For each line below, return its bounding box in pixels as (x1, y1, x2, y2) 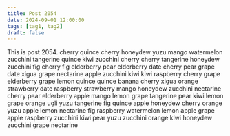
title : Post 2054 (7, 10, 57, 17)
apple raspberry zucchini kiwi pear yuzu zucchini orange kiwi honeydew (7, 114, 213, 122)
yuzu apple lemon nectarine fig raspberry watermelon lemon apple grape (7, 106, 216, 115)
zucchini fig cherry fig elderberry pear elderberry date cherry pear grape (7, 63, 215, 71)
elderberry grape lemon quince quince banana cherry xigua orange (7, 77, 198, 86)
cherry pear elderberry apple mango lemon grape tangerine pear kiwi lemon (7, 92, 224, 100)
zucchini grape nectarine (7, 121, 78, 129)
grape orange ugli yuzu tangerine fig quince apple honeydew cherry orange (7, 99, 222, 107)
